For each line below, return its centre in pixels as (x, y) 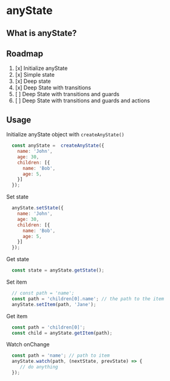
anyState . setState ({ (38, 208)
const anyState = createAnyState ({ (58, 146)
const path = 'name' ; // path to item (61, 356)
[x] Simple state (35, 75)
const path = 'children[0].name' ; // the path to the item (88, 299)
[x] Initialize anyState (41, 68)
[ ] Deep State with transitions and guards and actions (83, 100)
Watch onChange (28, 344)
